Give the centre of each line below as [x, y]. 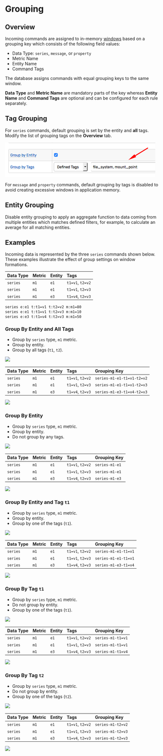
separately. [16, 103]
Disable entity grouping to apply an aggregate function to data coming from [81, 217]
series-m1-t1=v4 [111, 652]
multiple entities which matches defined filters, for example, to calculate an [80, 222]
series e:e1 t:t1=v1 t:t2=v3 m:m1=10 [43, 312]
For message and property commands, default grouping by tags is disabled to [82, 184]
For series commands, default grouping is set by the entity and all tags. [77, 130]
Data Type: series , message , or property [52, 53]
